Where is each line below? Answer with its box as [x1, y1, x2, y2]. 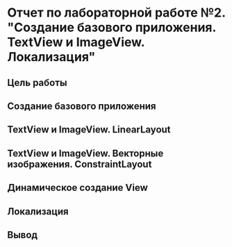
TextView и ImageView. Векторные [7, 147, 164, 159]
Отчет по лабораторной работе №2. [7, 5, 226, 21]
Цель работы [7, 76, 67, 88]
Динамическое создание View [7, 182, 148, 194]
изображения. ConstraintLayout [7, 158, 152, 170]
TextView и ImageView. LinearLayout [7, 123, 172, 136]
